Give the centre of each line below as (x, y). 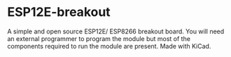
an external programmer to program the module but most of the (99, 38)
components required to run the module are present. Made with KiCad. (109, 46)
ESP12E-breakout (59, 12)
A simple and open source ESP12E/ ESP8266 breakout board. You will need (116, 31)
